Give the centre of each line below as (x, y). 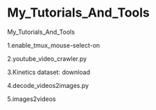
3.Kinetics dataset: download (49, 72)
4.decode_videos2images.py (48, 85)
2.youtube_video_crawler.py (47, 58)
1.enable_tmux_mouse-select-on (54, 45)
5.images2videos (32, 99)
